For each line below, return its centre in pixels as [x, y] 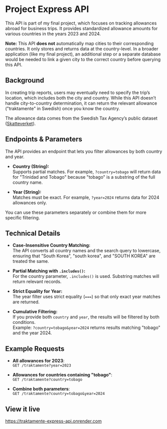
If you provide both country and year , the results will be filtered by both [86, 317]
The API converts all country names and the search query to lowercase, [87, 251]
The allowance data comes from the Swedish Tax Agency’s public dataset [81, 118]
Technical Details [33, 233]
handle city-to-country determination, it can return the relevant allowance [81, 103]
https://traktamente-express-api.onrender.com [53, 421]
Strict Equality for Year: [37, 291]
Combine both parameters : [41, 389]
